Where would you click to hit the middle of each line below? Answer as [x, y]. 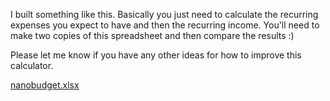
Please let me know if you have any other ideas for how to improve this [156, 55]
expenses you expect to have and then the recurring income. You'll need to [165, 25]
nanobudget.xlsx [45, 85]
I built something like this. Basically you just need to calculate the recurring [164, 14]
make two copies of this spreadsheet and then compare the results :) [152, 35]
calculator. [32, 65]
